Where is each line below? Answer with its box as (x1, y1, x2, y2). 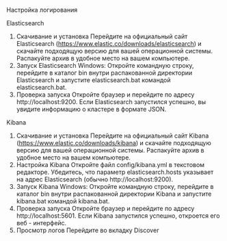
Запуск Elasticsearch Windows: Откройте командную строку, (16, 62, 194, 69)
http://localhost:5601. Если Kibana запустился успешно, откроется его (16, 212, 220, 220)
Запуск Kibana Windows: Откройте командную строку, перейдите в (16, 183, 214, 190)
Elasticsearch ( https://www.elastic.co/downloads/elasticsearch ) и (16, 40, 202, 47)
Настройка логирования (6, 6, 78, 14)
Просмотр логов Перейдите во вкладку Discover (16, 226, 159, 234)
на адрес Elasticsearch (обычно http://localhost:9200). (16, 175, 174, 183)
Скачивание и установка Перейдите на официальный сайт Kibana (16, 131, 209, 140)
